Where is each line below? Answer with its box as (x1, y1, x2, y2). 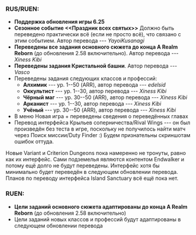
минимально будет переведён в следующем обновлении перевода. (5, 169, 178, 176)
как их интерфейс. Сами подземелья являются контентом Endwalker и (5, 156, 185, 163)
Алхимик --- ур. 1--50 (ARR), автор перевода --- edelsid (23, 81, 166, 88)
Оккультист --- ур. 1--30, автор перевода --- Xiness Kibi (23, 88, 167, 95)
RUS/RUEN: (5, 5, 40, 13)
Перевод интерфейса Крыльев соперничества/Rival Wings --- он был (14, 119, 191, 126)
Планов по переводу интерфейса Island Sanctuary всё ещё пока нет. (5, 174, 179, 182)
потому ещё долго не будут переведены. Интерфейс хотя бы (5, 162, 160, 169)
